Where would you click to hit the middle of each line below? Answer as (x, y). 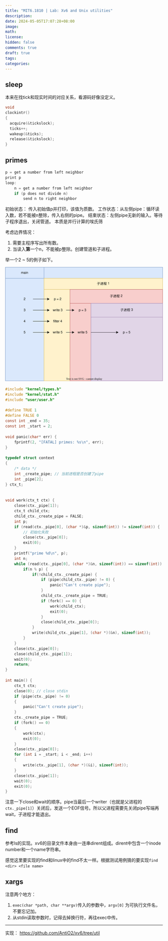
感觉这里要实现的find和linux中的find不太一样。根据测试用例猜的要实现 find (82, 860)
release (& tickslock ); (32, 139)
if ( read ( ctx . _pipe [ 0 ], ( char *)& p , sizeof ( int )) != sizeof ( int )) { (87, 527)
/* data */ (25, 469)
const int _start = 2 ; (29, 426)
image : (12, 27)
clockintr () (17, 113)
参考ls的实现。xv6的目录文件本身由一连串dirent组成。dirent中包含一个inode (83, 843)
